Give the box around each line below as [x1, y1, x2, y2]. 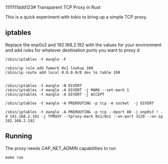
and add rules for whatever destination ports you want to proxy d [5, 47, 140, 53]
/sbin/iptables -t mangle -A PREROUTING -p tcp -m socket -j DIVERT [5, 100, 154, 106]
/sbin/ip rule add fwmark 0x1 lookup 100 [5, 65, 94, 71]
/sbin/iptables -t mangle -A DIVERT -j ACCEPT [5, 92, 105, 97]
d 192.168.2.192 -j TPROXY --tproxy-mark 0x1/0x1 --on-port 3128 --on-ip [5, 114, 163, 119]
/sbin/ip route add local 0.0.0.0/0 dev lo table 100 [5, 70, 121, 75]
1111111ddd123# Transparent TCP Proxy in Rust [5, 5, 101, 10]
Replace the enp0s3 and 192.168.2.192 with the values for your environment [5, 42, 162, 48]
